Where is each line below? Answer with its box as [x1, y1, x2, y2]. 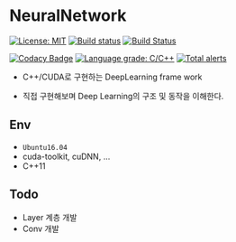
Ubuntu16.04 [22, 143, 68, 152]
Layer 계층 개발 [22, 211, 77, 222]
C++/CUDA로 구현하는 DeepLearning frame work [22, 71, 203, 82]
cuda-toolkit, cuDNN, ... [22, 151, 111, 162]
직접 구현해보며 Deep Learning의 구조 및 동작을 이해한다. [22, 90, 224, 101]
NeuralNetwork [9, 5, 127, 26]
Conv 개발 [22, 223, 60, 234]
